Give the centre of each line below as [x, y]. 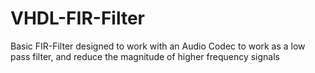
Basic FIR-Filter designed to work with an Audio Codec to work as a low [158, 46]
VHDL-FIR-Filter [77, 18]
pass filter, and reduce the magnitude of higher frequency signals [145, 56]
